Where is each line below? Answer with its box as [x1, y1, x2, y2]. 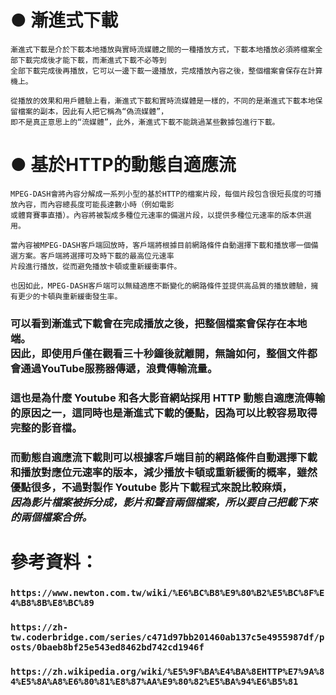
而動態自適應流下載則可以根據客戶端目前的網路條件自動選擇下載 [10, 450, 318, 464]
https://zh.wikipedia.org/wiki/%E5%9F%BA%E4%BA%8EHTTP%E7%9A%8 [10, 666, 325, 677]
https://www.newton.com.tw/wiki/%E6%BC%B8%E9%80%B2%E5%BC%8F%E [10, 587, 325, 598]
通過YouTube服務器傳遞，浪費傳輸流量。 [20, 361, 218, 375]
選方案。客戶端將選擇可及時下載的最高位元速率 [10, 251, 175, 261]
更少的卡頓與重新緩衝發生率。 [17, 291, 123, 301]
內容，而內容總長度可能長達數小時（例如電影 [17, 199, 175, 210]
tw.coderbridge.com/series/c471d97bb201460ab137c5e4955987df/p [10, 631, 325, 643]
